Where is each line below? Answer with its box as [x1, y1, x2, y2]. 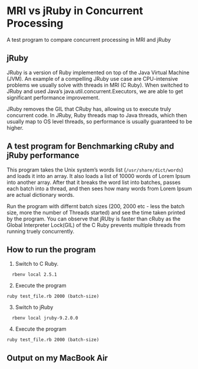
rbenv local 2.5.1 [12, 272, 58, 278]
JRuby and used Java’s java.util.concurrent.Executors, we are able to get [6, 87, 183, 95]
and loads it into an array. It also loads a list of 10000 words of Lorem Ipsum [6, 172, 191, 179]
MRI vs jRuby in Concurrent [6, 4, 143, 18]
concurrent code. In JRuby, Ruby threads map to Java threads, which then [6, 111, 187, 118]
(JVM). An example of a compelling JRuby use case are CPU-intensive [6, 75, 179, 82]
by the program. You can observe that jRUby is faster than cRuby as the [6, 215, 181, 222]
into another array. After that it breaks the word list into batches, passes [6, 179, 181, 186]
